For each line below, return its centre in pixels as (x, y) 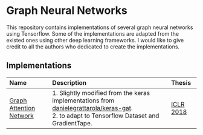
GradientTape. (72, 123)
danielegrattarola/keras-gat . (92, 108)
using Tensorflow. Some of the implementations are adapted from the (93, 33)
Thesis (181, 82)
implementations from (83, 100)
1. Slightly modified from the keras (101, 93)
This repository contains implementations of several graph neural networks (100, 27)
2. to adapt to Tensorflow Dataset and (106, 116)
